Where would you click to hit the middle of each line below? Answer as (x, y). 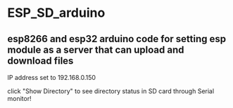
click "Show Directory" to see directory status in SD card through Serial (111, 91)
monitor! (19, 99)
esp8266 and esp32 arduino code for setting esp (117, 39)
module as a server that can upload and (96, 49)
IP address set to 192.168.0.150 (52, 77)
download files (40, 61)
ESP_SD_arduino (56, 13)
